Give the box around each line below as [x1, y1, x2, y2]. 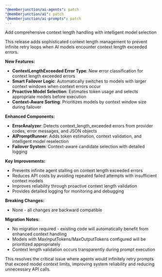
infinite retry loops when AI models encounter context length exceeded [5, 44, 147, 50]
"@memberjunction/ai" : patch [5, 12, 64, 17]
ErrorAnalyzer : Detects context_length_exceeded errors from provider [12, 123, 153, 129]
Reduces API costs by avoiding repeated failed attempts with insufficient [12, 173, 157, 179]
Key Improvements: [5, 158, 46, 164]
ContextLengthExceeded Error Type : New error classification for [12, 68, 143, 74]
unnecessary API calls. [5, 266, 51, 272]
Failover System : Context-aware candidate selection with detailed [12, 144, 145, 150]
